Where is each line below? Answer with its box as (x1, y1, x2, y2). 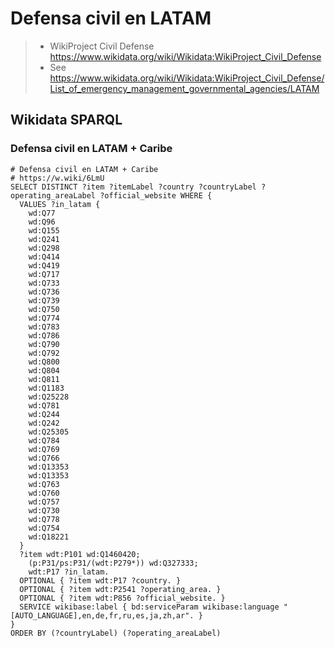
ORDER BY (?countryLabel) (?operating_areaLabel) (10, 628, 222, 638)
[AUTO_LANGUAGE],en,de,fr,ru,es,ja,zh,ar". (10, 610, 195, 621)
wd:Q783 (28, 322, 60, 332)
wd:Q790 (28, 339, 60, 349)
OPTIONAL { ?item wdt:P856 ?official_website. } (19, 593, 226, 603)
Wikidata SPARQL (10, 112, 123, 129)
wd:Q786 (28, 330, 60, 341)
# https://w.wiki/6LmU (10, 173, 105, 183)
